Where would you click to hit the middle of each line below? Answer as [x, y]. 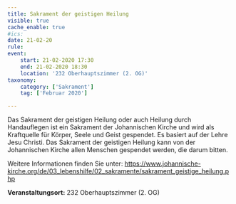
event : [17, 54]
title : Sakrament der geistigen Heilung [68, 14]
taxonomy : [22, 80]
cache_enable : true [36, 27]
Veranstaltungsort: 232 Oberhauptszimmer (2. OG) [84, 193]
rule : [15, 47]
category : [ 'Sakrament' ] [57, 87]
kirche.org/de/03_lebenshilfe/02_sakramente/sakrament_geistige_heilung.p [118, 171]
